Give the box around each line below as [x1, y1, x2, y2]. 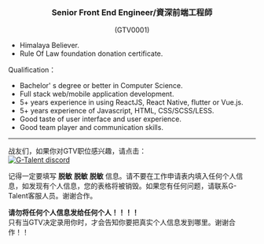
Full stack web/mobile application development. [19, 89, 174, 99]
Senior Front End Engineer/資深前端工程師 [51, 6, 213, 17]
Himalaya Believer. [19, 41, 80, 50]
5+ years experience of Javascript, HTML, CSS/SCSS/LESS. [19, 106, 214, 116]
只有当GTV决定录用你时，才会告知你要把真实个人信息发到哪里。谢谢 [8, 218, 229, 227]
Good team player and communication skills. [19, 123, 163, 132]
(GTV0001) [114, 25, 150, 35]
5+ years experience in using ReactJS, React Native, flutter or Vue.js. [19, 98, 244, 107]
